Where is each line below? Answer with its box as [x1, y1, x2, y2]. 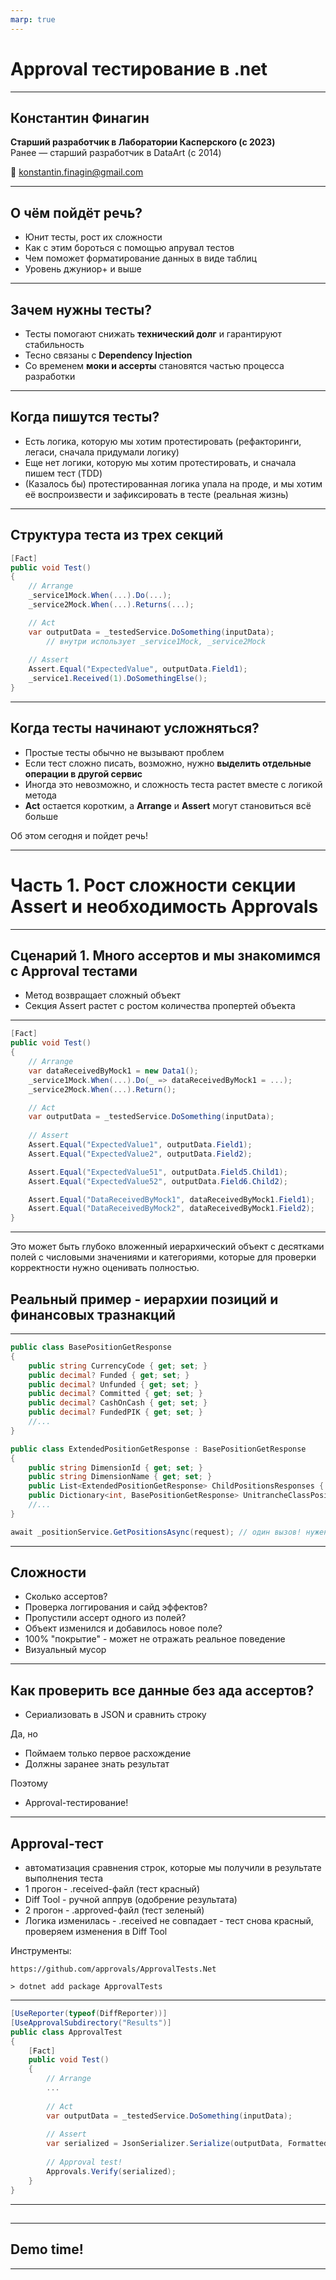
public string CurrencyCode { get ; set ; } [28, 1361, 208, 1371]
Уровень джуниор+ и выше [24, 263, 142, 275]
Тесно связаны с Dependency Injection [24, 349, 193, 361]
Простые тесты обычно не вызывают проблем [24, 746, 225, 758]
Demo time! [10, 2241, 84, 2258]
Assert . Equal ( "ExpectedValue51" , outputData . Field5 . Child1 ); [28, 1167, 288, 1177]
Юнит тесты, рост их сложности [24, 231, 163, 243]
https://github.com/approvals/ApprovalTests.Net [10, 1964, 217, 1975]
